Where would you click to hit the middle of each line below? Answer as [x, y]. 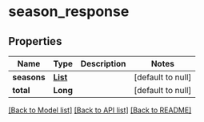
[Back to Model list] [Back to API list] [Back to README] [100, 110]
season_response [69, 12]
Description [103, 64]
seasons [29, 77]
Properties [35, 41]
